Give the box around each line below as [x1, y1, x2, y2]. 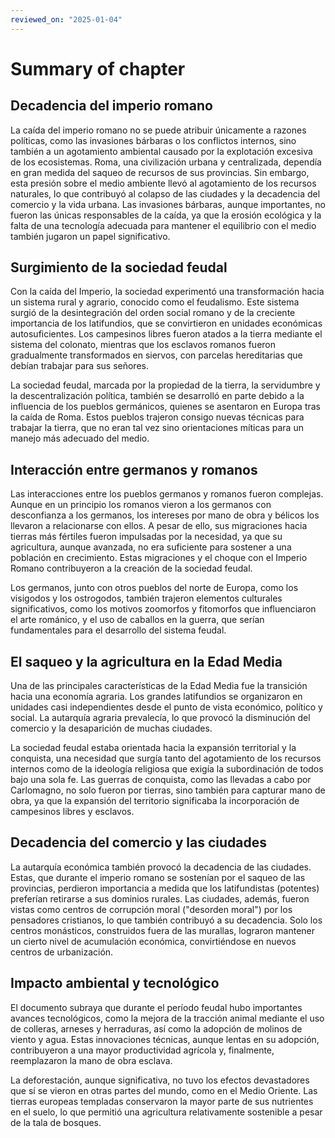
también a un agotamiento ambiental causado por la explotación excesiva [10, 145, 313, 157]
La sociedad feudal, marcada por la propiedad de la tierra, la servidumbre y [10, 379, 321, 391]
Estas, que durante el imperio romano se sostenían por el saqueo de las [10, 871, 306, 883]
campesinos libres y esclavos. [10, 806, 135, 818]
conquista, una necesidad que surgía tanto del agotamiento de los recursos [10, 752, 322, 765]
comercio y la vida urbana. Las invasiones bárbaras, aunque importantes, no [10, 198, 326, 210]
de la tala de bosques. [10, 1116, 102, 1128]
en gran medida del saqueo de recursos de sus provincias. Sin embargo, [10, 166, 310, 178]
